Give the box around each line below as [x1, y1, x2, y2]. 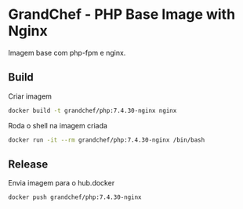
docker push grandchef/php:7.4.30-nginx [8, 193, 143, 201]
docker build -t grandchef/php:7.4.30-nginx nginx [8, 106, 177, 114]
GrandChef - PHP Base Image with [8, 5, 236, 23]
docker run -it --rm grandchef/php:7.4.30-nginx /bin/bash [8, 135, 205, 144]
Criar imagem [8, 92, 53, 101]
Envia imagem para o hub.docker [8, 178, 115, 188]
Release [8, 157, 49, 171]
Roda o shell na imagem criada [8, 121, 108, 130]
